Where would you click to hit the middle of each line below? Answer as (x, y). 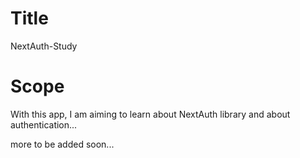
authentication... (44, 124)
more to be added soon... (62, 144)
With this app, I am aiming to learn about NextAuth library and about (150, 114)
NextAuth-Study (44, 46)
